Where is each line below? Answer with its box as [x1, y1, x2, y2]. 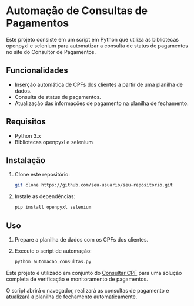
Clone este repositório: [14, 171, 71, 178]
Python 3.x [14, 132, 41, 139]
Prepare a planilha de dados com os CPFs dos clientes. [14, 236, 149, 243]
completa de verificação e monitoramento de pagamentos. [6, 276, 148, 283]
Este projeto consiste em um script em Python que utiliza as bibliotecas [6, 36, 179, 43]
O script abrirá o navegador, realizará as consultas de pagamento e [6, 287, 169, 294]
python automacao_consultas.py [14, 259, 92, 264]
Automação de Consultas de [6, 4, 148, 18]
